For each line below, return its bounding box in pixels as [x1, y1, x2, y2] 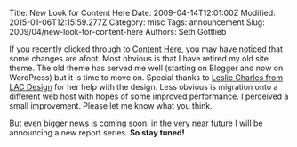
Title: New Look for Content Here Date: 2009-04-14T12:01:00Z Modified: [9, 8, 276, 18]
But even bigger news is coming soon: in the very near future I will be [9, 118, 263, 128]
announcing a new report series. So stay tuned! [9, 127, 185, 137]
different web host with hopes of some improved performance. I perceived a [9, 91, 289, 102]
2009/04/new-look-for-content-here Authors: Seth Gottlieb [9, 27, 227, 37]
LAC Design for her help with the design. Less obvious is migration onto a [9, 82, 278, 92]
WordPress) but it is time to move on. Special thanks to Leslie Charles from [9, 72, 283, 83]
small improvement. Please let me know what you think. [9, 101, 213, 110]
